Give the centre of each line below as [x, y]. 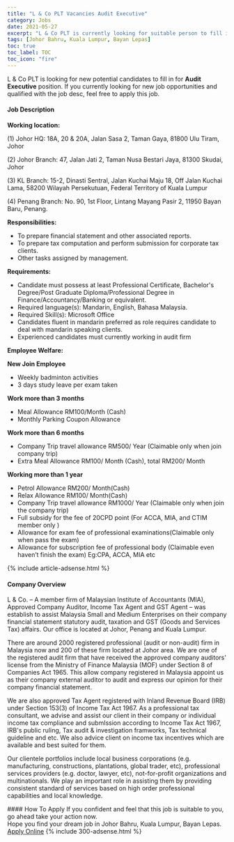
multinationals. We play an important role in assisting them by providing [110, 781]
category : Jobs [29, 20]
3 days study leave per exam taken [68, 385]
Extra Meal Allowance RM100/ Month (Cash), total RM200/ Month [111, 461]
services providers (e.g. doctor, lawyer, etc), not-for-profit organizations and [117, 774]
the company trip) [43, 510]
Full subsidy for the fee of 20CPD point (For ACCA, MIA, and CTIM [112, 517]
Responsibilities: [32, 222]
